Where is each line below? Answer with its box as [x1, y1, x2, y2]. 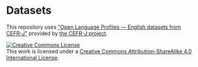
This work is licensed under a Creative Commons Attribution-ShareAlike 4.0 [6, 47, 192, 54]
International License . [6, 54, 60, 61]
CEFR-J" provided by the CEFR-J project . [6, 29, 108, 36]
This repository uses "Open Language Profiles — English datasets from [6, 23, 181, 31]
